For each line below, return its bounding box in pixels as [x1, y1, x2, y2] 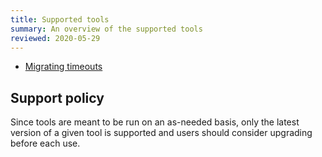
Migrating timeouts [24, 61, 103, 73]
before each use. [10, 137, 81, 150]
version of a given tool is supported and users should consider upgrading [10, 127, 313, 139]
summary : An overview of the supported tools [10, 24, 203, 34]
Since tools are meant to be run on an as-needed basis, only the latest [10, 116, 300, 128]
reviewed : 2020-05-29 [10, 33, 101, 43]
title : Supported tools [10, 14, 110, 25]
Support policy [10, 89, 105, 106]
